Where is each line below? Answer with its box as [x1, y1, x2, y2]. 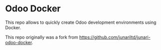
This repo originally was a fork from [5, 34, 78, 40]
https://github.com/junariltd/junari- [79, 34, 151, 40]
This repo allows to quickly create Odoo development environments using [5, 19, 157, 25]
